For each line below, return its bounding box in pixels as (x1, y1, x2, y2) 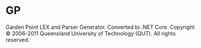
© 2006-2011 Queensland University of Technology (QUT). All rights (5, 29, 176, 37)
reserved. (5, 36, 30, 43)
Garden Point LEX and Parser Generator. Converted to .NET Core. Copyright (5, 23, 195, 31)
